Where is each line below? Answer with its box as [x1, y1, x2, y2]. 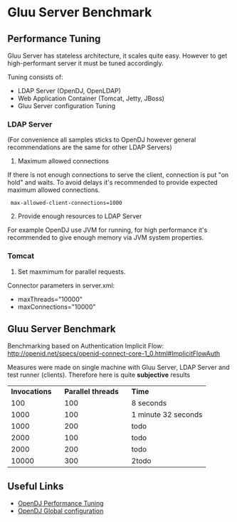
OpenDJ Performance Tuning [17, 499, 105, 508]
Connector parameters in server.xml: [7, 281, 115, 289]
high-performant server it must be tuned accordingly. [7, 59, 164, 68]
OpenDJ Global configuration [17, 506, 104, 516]
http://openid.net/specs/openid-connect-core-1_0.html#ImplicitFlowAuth [7, 349, 221, 358]
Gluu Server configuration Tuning [17, 102, 116, 110]
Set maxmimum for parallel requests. [17, 267, 126, 276]
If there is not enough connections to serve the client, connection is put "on [7, 171, 229, 179]
